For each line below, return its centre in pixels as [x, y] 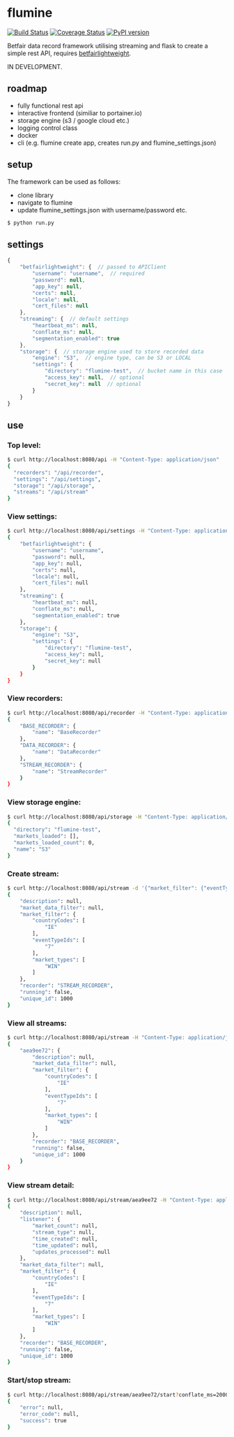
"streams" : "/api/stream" [51, 492]
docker [28, 135]
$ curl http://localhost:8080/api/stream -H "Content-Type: [96, 1037]
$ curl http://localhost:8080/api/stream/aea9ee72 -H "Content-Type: [110, 1200]
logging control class [47, 128]
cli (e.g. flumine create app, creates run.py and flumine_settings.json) [117, 143]
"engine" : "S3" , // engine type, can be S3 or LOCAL [112, 358]
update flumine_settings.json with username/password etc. [102, 210]
